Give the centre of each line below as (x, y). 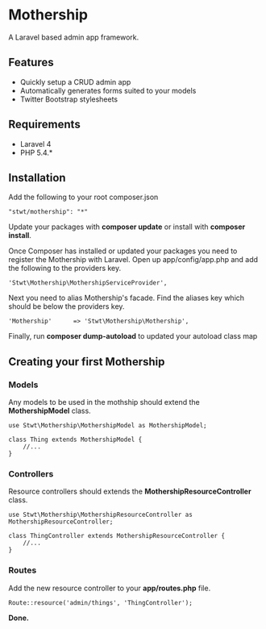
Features (31, 62)
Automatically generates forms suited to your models (108, 90)
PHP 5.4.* (36, 152)
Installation (37, 178)
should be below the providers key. (66, 306)
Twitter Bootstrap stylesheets (69, 99)
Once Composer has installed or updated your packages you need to (123, 251)
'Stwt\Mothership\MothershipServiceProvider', (88, 283)
